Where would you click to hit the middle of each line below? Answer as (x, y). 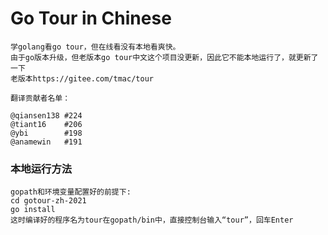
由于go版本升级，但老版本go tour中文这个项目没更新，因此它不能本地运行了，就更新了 (164, 57)
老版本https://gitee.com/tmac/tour (82, 78)
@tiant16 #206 (46, 124)
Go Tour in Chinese (91, 18)
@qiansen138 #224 (46, 115)
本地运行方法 (41, 169)
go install (33, 210)
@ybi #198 (46, 133)
